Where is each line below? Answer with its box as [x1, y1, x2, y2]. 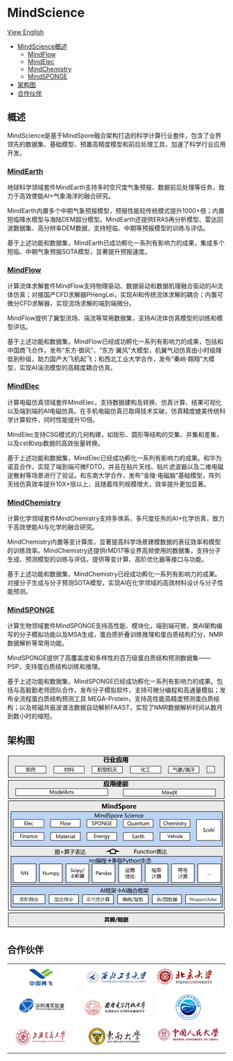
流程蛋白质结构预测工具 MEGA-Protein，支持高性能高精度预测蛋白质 [19, 695, 214, 703]
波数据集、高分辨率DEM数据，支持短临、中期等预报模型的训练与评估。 [7, 224, 209, 232]
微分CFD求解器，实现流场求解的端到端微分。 [7, 299, 135, 307]
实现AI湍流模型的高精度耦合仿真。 [19, 364, 116, 372]
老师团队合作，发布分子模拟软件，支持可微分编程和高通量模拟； [37, 686, 220, 695]
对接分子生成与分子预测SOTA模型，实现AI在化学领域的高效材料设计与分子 [7, 578, 218, 587]
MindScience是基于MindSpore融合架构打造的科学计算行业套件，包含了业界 [7, 131, 222, 140]
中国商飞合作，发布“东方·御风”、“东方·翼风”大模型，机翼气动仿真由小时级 [7, 346, 216, 355]
